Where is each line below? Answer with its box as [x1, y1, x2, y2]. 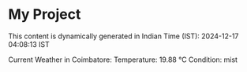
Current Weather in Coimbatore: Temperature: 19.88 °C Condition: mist [8, 55, 238, 64]
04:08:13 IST [8, 39, 50, 49]
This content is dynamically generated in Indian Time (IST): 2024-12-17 [8, 31, 239, 41]
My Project [8, 5, 81, 23]
